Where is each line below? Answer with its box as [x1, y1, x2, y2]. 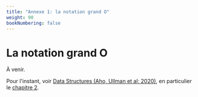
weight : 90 [6, 14, 34, 20]
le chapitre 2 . [6, 84, 39, 91]
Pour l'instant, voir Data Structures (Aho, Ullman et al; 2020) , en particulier [6, 78, 192, 85]
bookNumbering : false [6, 20, 61, 26]
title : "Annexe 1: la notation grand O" [6, 8, 110, 15]
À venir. [6, 66, 25, 73]
